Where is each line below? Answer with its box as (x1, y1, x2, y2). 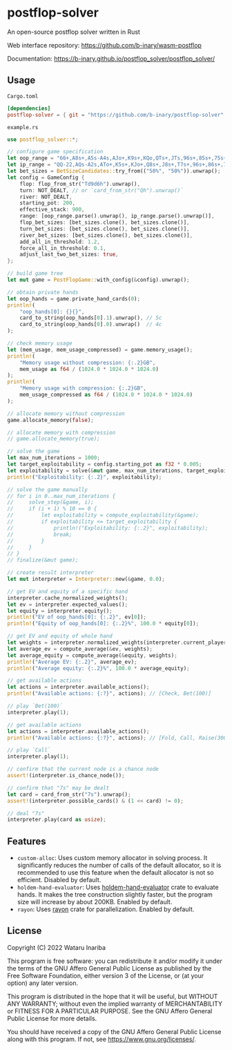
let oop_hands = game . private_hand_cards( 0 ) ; (7, 295, 140, 302)
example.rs (7, 124, 39, 131)
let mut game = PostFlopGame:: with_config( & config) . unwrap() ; (7, 276, 190, 283)
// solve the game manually (7, 486, 88, 493)
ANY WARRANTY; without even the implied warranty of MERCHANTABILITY (7, 1000, 223, 1008)
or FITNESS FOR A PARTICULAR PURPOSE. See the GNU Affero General (7, 1006, 213, 1015)
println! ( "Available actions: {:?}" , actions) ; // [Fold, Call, (7, 734, 196, 741)
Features (7, 835, 46, 847)
